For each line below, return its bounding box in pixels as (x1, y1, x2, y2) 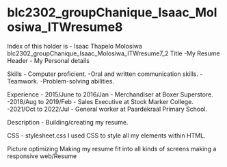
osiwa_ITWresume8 (7, 19, 123, 35)
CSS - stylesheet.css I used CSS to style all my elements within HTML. (7, 131, 206, 140)
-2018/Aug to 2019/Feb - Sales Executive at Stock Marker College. (7, 97, 193, 105)
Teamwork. (7, 77, 39, 85)
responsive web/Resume (7, 152, 77, 160)
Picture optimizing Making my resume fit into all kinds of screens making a (7, 144, 217, 153)
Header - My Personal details (7, 56, 90, 64)
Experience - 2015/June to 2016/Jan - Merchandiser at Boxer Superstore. (7, 90, 213, 99)
